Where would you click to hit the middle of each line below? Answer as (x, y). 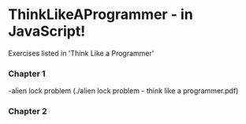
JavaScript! (47, 31)
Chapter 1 (27, 73)
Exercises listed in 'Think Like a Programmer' (81, 53)
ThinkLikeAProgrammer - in (101, 15)
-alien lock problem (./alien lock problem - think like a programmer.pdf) (123, 91)
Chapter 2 (28, 111)
